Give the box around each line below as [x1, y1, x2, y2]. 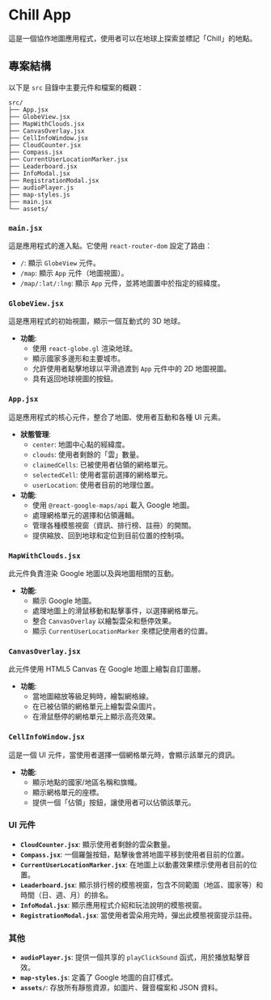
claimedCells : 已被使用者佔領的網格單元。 [32, 460, 172, 469]
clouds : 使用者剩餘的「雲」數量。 [32, 449, 144, 459]
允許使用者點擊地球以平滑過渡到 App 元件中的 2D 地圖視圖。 [32, 364, 231, 374]
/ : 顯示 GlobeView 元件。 [19, 258, 101, 268]
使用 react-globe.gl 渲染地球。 [32, 344, 138, 354]
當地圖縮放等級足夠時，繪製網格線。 [32, 692, 154, 701]
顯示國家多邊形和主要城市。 [32, 354, 125, 363]
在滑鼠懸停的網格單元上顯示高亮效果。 [32, 712, 160, 722]
